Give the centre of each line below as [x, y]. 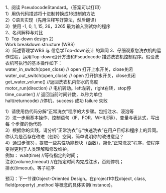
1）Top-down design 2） [31, 39]
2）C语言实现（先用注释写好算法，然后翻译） [52, 20]
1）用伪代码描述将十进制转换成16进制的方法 [50, 14]
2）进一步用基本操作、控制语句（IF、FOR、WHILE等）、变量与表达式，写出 [82, 118]
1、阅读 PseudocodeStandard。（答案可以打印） [54, 7]
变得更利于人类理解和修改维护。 [38, 149]
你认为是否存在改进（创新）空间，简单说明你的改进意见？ [64, 136]
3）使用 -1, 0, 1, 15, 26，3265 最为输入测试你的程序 [58, 26]
